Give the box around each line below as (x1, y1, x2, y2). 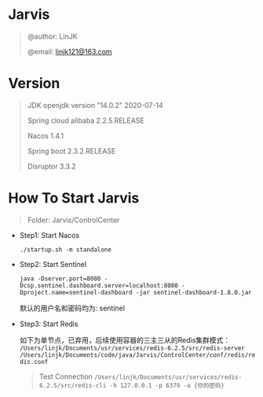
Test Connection (38, 372, 93, 381)
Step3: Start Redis (19, 319, 79, 328)
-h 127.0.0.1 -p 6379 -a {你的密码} (109, 381, 225, 389)
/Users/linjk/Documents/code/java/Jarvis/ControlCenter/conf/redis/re (19, 351, 256, 359)
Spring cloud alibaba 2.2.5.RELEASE (27, 116, 144, 125)
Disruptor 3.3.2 (27, 161, 76, 171)
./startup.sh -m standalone (19, 246, 111, 254)
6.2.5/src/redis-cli (38, 381, 107, 389)
